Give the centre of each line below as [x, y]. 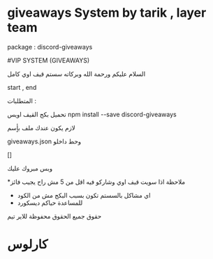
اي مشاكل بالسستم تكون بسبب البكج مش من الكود [84, 195]
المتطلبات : [22, 101]
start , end [22, 87]
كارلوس [28, 244]
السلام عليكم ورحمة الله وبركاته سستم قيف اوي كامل [76, 74]
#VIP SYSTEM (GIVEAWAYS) [49, 60]
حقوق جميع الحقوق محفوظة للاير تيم [54, 216]
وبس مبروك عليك [30, 168]
